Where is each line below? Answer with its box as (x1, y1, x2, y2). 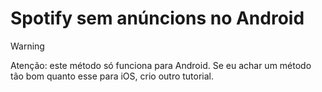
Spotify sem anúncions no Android (10, 7, 305, 30)
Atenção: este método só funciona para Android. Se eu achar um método (10, 59, 312, 71)
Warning (10, 40, 45, 52)
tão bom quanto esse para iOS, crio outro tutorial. (10, 70, 215, 82)
